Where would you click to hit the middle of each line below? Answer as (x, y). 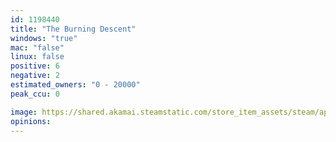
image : (24, 112)
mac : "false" (37, 47)
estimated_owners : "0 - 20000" (75, 85)
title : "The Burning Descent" (73, 29)
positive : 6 (35, 66)
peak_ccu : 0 (35, 94)
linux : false (37, 57)
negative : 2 (35, 76)
